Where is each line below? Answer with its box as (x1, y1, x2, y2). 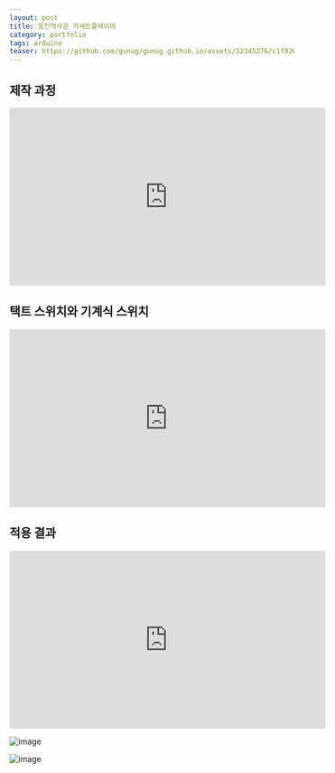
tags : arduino (9, 38, 63, 48)
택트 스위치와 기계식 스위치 (9, 304, 149, 319)
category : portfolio (9, 30, 88, 39)
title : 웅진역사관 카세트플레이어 (9, 22, 116, 31)
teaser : (9, 47, 39, 56)
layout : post (9, 13, 59, 23)
